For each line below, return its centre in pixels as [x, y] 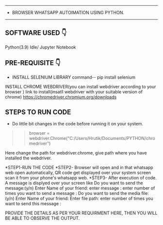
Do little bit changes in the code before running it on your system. [78, 124]
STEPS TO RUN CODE [38, 112]
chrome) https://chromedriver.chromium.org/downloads [61, 97]
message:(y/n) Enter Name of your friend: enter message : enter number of [80, 188]
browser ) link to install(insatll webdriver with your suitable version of [74, 92]
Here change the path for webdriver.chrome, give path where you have [76, 153]
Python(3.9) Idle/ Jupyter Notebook [41, 47]
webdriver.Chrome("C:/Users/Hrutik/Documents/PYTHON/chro [92, 138]
